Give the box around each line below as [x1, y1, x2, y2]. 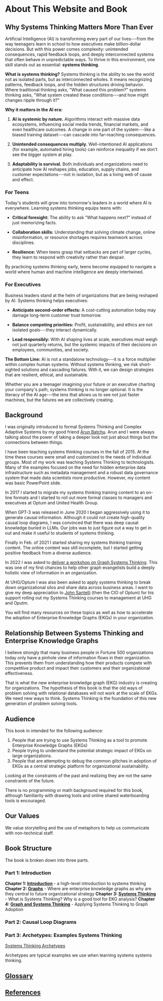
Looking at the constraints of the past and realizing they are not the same [5, 773, 152, 779]
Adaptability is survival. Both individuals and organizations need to [12, 161, 148, 167]
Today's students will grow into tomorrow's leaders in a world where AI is [5, 200, 152, 206]
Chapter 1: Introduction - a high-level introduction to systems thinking [5, 880, 146, 886]
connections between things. [5, 439, 63, 445]
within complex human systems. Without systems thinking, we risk [5, 361, 138, 367]
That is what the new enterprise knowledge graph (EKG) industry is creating [5, 680, 157, 686]
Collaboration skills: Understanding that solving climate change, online [12, 229, 156, 235]
